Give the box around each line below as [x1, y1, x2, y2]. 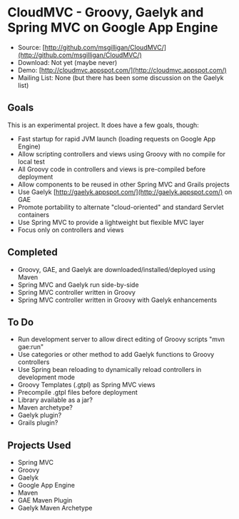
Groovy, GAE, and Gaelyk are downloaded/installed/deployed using [17, 265, 215, 273]
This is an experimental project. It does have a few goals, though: [7, 121, 200, 129]
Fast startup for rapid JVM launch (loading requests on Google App [17, 134, 216, 143]
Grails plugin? [17, 418, 59, 427]
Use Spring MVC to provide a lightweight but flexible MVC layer [17, 218, 205, 226]
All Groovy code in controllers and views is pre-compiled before [17, 165, 206, 173]
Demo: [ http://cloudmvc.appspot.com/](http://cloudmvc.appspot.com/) [17, 66, 227, 74]
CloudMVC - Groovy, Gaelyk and [7, 4, 204, 21]
